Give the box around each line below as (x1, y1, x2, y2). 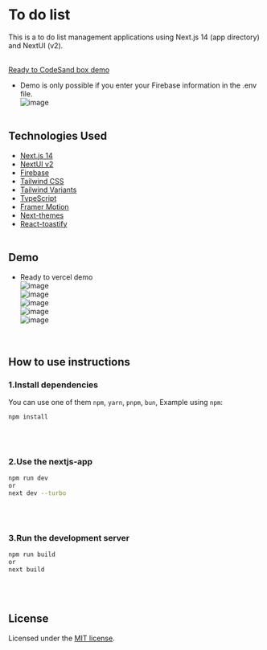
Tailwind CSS (19, 176, 64, 186)
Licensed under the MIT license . (8, 633, 115, 643)
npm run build (8, 550, 56, 559)
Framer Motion (19, 202, 70, 211)
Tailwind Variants (19, 185, 77, 194)
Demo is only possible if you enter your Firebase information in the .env (19, 80, 257, 90)
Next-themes (19, 211, 64, 220)
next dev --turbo (8, 489, 67, 497)
